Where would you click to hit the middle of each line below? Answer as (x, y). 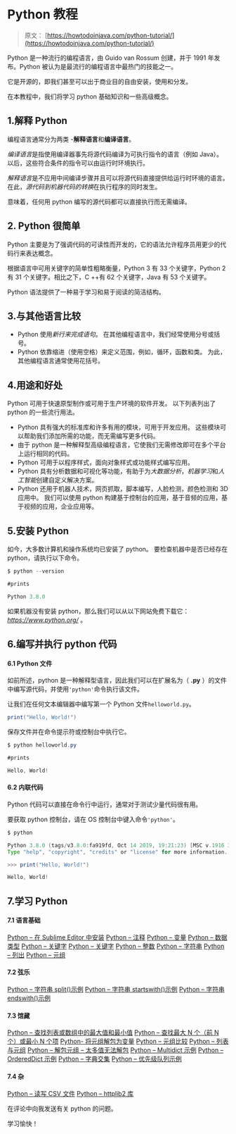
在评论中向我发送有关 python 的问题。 (62, 1108)
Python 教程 (43, 14)
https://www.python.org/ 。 (47, 620)
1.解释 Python (38, 121)
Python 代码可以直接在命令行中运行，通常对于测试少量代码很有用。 (105, 804)
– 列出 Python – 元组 (37, 954)
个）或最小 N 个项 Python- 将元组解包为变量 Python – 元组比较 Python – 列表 (118, 1041)
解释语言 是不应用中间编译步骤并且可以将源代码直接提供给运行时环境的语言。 (118, 177)
